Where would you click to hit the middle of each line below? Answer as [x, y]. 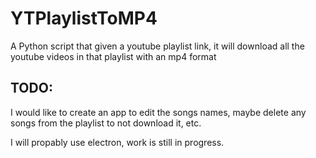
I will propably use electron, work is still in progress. [117, 142]
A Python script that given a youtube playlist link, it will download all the [157, 46]
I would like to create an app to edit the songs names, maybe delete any [158, 112]
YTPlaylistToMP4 [84, 18]
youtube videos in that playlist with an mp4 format [113, 56]
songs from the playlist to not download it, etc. [106, 123]
